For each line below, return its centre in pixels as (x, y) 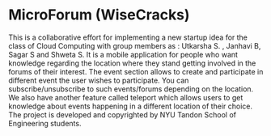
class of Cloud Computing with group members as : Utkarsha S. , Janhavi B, (135, 45)
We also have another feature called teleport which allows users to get (126, 97)
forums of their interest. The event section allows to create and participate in (136, 71)
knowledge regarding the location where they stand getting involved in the (132, 63)
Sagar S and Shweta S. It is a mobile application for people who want (123, 54)
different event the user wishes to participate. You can (99, 80)
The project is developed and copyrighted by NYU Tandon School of (123, 114)
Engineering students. (45, 123)
